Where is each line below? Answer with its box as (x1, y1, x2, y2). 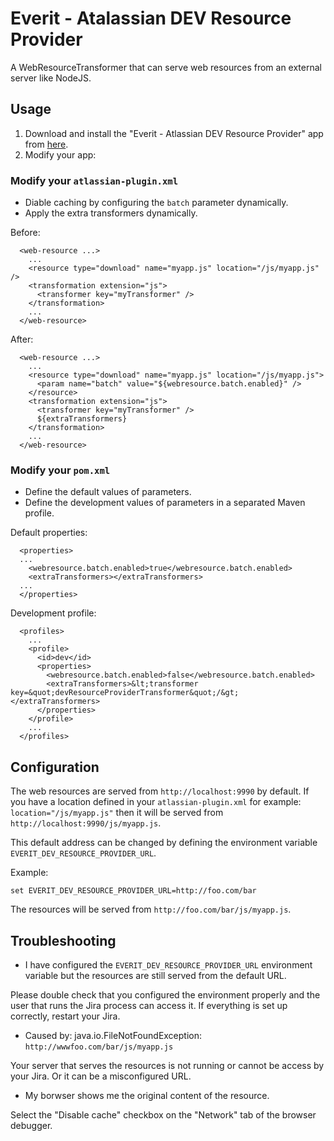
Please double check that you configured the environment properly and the (10, 988, 321, 1001)
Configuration (10, 758, 100, 776)
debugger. (10, 1119, 53, 1131)
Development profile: (10, 607, 97, 619)
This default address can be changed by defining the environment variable (10, 837, 318, 849)
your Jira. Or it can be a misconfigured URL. (10, 1070, 192, 1082)
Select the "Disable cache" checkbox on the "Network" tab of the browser (10, 1108, 317, 1121)
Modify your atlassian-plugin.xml (10, 173, 179, 187)
